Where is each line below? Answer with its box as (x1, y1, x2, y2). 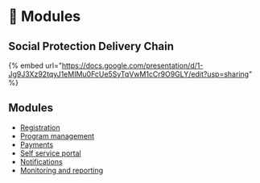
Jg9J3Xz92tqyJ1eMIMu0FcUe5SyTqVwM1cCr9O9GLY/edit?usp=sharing (8, 69, 250, 79)
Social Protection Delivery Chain (8, 40, 175, 53)
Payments (19, 139, 54, 149)
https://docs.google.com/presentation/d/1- (61, 60, 204, 70)
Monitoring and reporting (19, 165, 104, 175)
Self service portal (19, 148, 82, 158)
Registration (19, 123, 60, 132)
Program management (19, 131, 95, 140)
